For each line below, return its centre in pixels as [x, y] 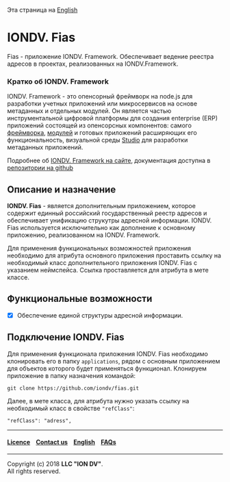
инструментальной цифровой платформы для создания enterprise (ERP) [112, 118]
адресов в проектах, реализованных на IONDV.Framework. [93, 64]
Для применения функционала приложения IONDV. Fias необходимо [108, 354]
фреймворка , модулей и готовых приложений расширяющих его [102, 133]
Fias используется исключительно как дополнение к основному [101, 228]
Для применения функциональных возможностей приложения [99, 249]
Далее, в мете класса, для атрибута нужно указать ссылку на [98, 401]
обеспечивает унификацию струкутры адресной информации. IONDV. [110, 220]
